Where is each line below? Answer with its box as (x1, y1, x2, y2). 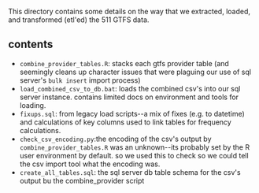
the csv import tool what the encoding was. (19, 159, 161, 169)
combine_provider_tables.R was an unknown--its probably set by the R (19, 142, 250, 152)
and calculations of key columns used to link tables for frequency (19, 117, 232, 127)
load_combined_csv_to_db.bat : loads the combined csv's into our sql (19, 84, 241, 93)
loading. (19, 100, 46, 109)
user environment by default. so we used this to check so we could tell (19, 150, 250, 160)
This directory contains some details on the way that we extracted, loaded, (8, 7, 250, 16)
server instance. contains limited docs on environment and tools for (19, 92, 239, 102)
